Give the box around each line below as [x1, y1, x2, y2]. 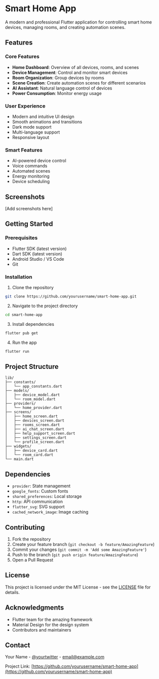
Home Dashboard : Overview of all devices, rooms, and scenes [12, 64, 139, 70]
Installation [5, 273, 33, 280]
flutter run [5, 349, 29, 354]
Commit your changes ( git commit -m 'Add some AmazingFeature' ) [12, 546, 147, 552]
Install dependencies [12, 321, 55, 327]
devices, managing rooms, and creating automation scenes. [5, 24, 126, 30]
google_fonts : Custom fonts [12, 488, 68, 494]
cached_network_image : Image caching [12, 509, 89, 515]
